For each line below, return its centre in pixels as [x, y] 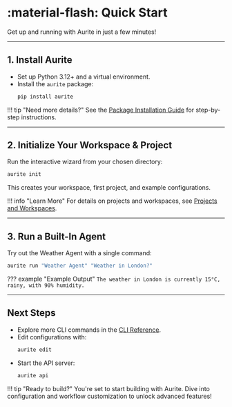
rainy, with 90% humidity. [46, 286]
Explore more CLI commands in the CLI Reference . [89, 330]
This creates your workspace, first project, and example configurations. [109, 188]
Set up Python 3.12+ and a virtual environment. [84, 77]
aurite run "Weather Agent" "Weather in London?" [80, 266]
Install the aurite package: [55, 83]
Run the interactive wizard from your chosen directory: [85, 162]
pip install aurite [45, 97]
